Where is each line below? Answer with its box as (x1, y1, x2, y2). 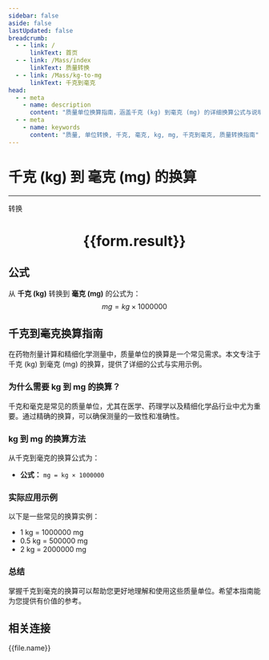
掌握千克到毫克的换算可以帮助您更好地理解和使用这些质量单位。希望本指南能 (8, 586, 261, 595)
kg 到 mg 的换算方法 (8, 433, 86, 445)
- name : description (22, 101, 91, 109)
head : (8, 86, 26, 95)
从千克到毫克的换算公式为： (8, 453, 100, 462)
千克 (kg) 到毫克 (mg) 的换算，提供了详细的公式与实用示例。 (8, 360, 207, 369)
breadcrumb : (8, 34, 48, 42)
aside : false (8, 19, 52, 27)
